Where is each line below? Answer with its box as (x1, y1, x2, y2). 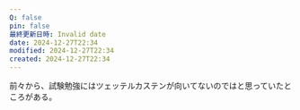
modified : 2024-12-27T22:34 (9, 47, 115, 55)
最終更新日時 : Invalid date (9, 30, 106, 38)
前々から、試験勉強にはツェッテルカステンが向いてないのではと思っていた (9, 80, 285, 90)
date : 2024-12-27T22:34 (9, 38, 99, 47)
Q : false (9, 13, 42, 22)
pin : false (9, 21, 50, 30)
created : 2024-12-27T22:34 (9, 55, 110, 63)
